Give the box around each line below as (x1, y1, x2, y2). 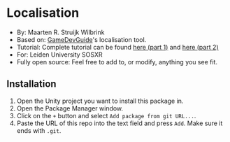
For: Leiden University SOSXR (16, 50, 103, 59)
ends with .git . (16, 126, 62, 134)
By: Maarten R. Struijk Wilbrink (16, 28, 105, 36)
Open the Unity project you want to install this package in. (16, 97, 184, 105)
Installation (6, 78, 57, 90)
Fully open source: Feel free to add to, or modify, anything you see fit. (16, 57, 218, 66)
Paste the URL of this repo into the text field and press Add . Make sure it (16, 119, 223, 127)
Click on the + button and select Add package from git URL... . (16, 111, 196, 120)
